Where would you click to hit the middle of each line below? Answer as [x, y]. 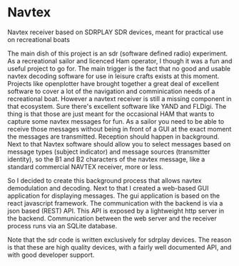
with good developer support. [51, 255]
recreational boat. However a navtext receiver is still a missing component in [119, 99]
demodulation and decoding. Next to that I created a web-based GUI [108, 188]
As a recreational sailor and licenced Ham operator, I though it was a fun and [120, 60]
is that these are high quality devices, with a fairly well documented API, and [119, 247]
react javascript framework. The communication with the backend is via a [115, 203]
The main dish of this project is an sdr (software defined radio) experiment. [118, 53]
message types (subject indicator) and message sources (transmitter [109, 151]
